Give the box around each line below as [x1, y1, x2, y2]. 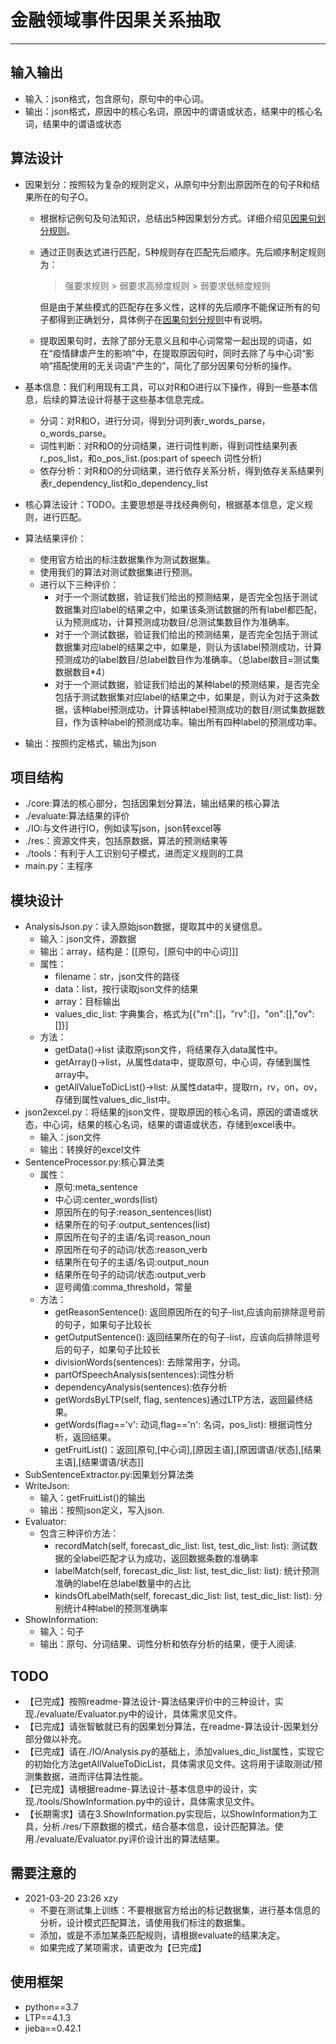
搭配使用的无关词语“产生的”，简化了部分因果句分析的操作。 [52, 359, 298, 371]
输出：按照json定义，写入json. [39, 1504, 165, 1516]
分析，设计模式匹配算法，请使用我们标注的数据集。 [39, 1916, 251, 1928]
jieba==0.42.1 [24, 2022, 82, 2034]
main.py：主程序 [24, 860, 93, 872]
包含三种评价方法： [39, 1527, 120, 1540]
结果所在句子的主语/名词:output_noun [54, 1256, 210, 1268]
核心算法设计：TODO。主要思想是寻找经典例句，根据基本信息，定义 [24, 498, 305, 510]
